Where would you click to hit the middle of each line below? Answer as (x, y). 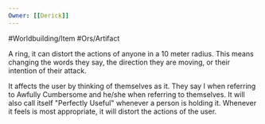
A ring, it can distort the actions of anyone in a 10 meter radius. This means (131, 53)
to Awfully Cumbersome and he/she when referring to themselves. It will (127, 94)
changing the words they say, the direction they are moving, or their (119, 62)
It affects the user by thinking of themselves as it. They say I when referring (132, 86)
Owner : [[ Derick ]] (39, 15)
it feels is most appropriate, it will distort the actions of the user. (113, 111)
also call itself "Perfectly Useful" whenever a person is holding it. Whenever (132, 103)
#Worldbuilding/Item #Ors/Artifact (64, 38)
